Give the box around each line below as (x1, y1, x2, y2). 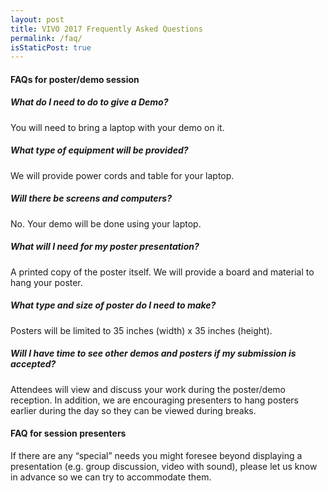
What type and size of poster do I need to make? (10, 299, 217, 311)
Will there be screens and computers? (10, 192, 172, 205)
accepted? (10, 358, 57, 370)
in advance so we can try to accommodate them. (10, 471, 212, 483)
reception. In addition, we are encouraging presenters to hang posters (10, 394, 299, 406)
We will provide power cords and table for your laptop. (10, 169, 235, 181)
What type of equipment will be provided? (10, 144, 189, 156)
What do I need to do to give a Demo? (10, 96, 169, 108)
